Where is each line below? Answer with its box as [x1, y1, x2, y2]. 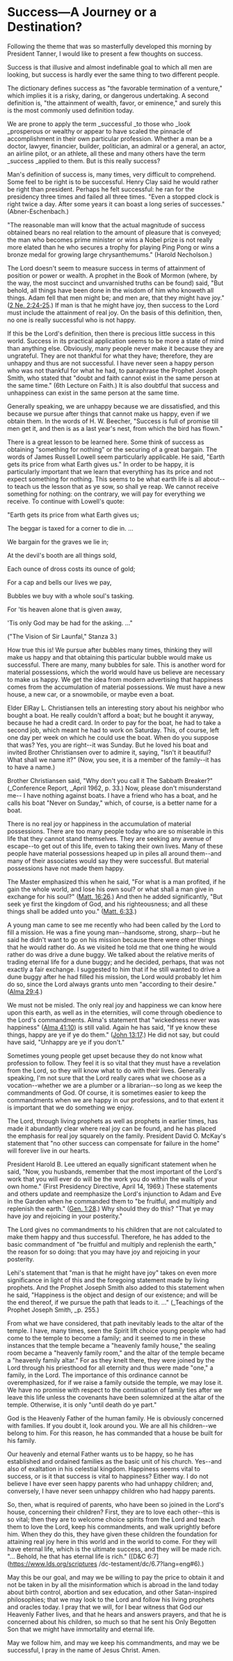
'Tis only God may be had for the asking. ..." [7, 619, 134, 627]
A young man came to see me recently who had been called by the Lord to [7, 920, 221, 929]
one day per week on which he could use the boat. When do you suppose [7, 733, 219, 741]
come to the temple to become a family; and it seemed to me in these [7, 1333, 206, 1342]
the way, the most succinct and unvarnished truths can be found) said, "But [7, 278, 224, 287]
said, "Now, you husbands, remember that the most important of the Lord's [7, 1167, 223, 1176]
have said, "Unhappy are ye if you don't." [7, 1038, 125, 1046]
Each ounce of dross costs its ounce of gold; [7, 564, 136, 572]
